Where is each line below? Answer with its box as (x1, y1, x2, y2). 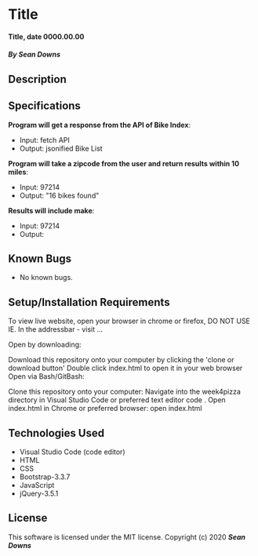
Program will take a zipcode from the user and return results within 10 (8, 158, 240, 168)
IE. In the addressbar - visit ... (8, 325, 104, 334)
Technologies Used (8, 426, 104, 440)
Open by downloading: (8, 340, 82, 350)
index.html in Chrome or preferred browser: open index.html (8, 404, 202, 413)
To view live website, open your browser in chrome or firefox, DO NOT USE (8, 316, 251, 326)
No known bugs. (19, 273, 73, 282)
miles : (8, 167, 29, 176)
